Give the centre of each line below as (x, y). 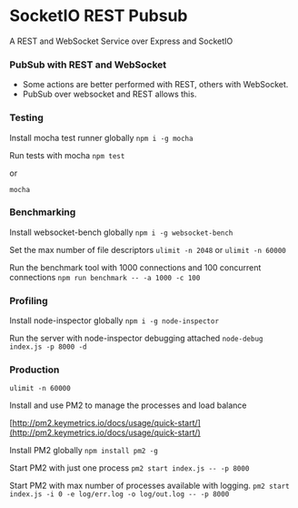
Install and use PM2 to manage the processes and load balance (128, 405)
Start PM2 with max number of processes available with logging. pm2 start (149, 486)
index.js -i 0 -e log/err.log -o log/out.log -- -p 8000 (119, 494)
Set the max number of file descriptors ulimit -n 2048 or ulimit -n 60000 (148, 249)
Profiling (29, 300)
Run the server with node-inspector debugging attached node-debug (136, 339)
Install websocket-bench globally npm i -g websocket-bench (121, 232)
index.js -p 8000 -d (49, 347)
